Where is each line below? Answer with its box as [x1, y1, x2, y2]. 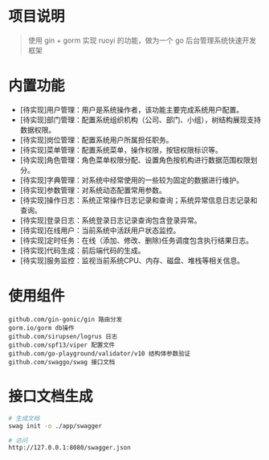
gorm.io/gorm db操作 [8, 323, 75, 332]
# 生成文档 [8, 414, 40, 422]
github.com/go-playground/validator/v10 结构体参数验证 [8, 349, 191, 358]
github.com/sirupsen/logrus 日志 [8, 332, 118, 340]
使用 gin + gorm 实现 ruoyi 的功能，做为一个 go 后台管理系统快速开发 [27, 35, 257, 45]
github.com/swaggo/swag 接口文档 [8, 358, 116, 366]
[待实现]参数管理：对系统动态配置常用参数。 [19, 185, 167, 195]
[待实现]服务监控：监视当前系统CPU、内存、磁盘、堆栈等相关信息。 [19, 255, 245, 265]
